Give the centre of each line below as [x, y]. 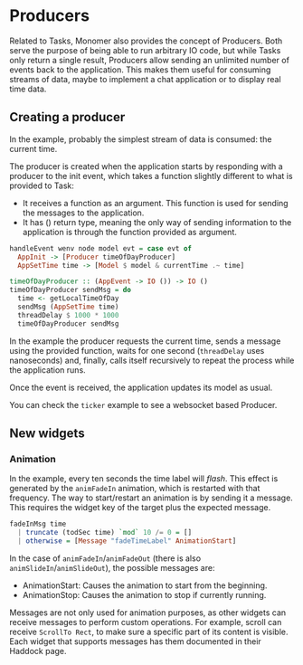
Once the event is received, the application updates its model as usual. [141, 387]
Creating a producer [67, 117]
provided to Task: [42, 185]
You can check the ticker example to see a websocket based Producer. [143, 404]
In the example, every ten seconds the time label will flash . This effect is [144, 479]
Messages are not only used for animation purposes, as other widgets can [148, 613]
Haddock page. [38, 651]
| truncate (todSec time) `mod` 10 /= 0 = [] [105, 533]
